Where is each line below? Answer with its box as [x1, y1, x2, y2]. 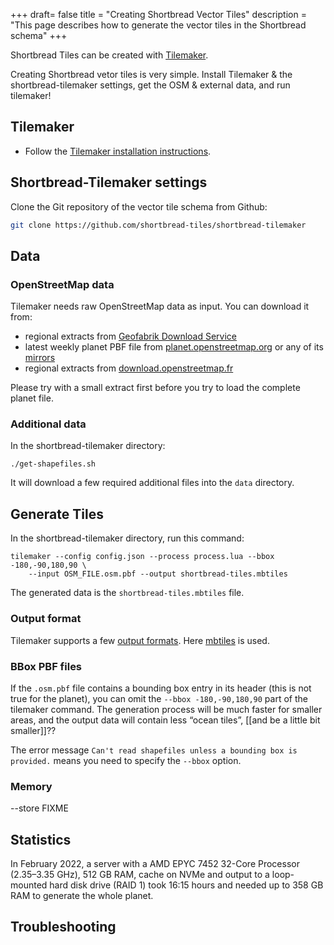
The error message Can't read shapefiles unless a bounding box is [10, 744, 298, 756]
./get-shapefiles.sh [10, 459, 97, 469]
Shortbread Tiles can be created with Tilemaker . [10, 49, 209, 61]
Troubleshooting [10, 919, 117, 936]
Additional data [10, 417, 87, 431]
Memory [10, 779, 53, 793]
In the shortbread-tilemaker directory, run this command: [10, 532, 245, 544]
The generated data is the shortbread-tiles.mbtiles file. [10, 587, 245, 599]
